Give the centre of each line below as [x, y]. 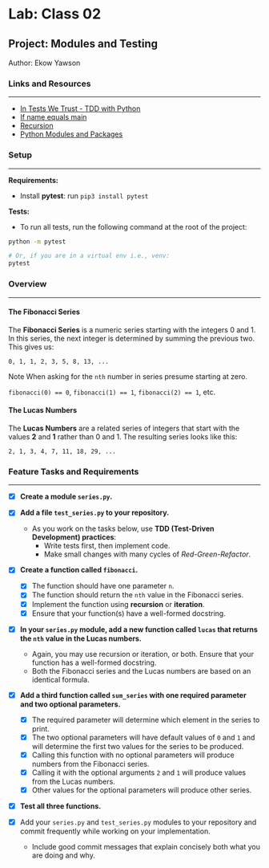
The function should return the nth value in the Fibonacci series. [138, 595]
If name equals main [53, 117]
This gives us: [31, 347]
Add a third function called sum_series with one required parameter [133, 695]
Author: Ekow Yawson [44, 63]
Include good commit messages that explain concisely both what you [146, 847]
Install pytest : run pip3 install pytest [84, 196]
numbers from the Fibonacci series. [90, 764]
